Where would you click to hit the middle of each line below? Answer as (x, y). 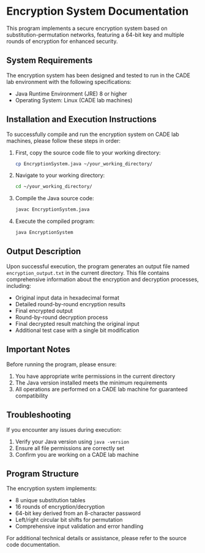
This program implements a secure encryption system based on (87, 28)
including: (19, 285)
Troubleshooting (39, 415)
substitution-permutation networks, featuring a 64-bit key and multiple (95, 34)
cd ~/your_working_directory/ (54, 187)
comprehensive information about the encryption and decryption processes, (102, 279)
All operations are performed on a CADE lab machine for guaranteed (101, 389)
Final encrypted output (44, 310)
